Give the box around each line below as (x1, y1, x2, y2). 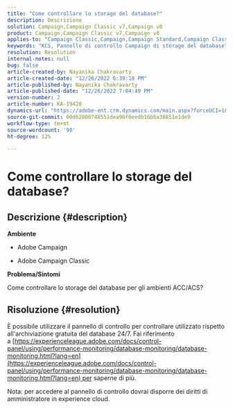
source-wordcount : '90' (7, 126, 76, 133)
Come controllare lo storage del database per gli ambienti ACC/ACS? (7, 284, 203, 292)
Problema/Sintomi (7, 270, 61, 279)
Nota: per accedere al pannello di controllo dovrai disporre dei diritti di (7, 387, 208, 396)
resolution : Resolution (7, 49, 76, 56)
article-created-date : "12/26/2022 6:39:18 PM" (7, 74, 148, 82)
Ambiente (7, 230, 37, 238)
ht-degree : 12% (7, 133, 51, 140)
